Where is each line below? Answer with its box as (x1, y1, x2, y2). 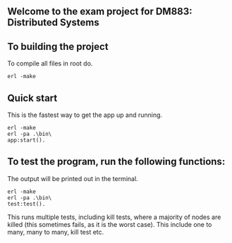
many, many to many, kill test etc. (7, 228, 104, 236)
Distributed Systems (7, 17, 100, 29)
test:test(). (7, 200, 46, 207)
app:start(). (7, 137, 46, 144)
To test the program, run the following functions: (7, 156, 226, 168)
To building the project (7, 40, 109, 52)
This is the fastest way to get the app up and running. (7, 111, 163, 119)
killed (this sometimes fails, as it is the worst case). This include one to (7, 220, 212, 228)
